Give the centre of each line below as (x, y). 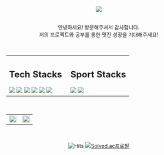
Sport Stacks (98, 74)
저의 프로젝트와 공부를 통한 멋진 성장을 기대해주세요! (99, 34)
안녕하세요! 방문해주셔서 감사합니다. (99, 27)
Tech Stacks (36, 74)
